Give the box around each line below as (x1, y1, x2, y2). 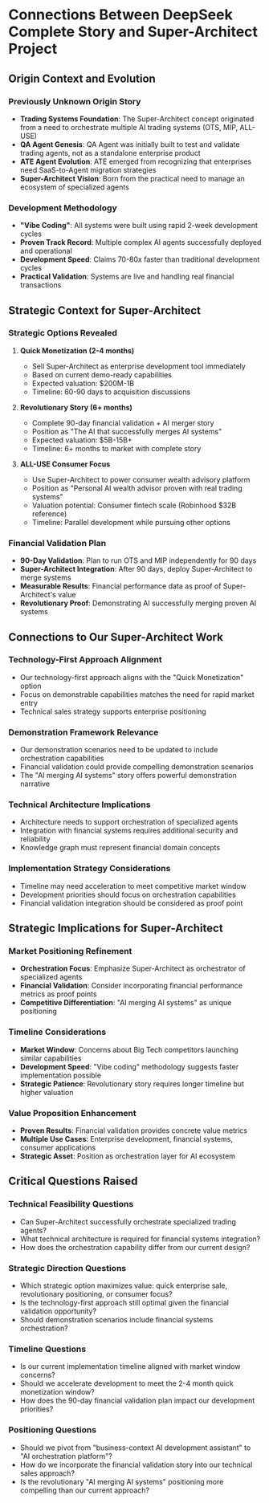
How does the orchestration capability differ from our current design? (19, 1242, 251, 1252)
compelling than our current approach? (19, 1485, 150, 1495)
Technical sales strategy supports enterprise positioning (19, 707, 206, 716)
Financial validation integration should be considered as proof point (19, 898, 243, 908)
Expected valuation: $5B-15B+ (31, 435, 132, 445)
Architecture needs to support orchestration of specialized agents (19, 817, 238, 827)
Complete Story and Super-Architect (8, 22, 259, 41)
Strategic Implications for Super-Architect (8, 922, 223, 935)
